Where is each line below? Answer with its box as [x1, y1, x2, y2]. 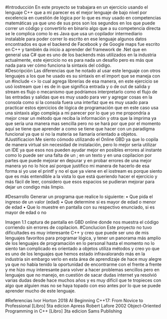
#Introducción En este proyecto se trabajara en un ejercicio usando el [5, 4, 148, 10]
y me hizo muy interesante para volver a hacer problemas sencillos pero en [5, 267, 160, 273]
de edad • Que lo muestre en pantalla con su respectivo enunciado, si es [5, 204, 155, 210]
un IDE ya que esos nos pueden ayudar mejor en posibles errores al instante [5, 147, 162, 153]
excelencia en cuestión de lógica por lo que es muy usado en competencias [5, 15, 161, 20]
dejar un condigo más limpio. [5, 184, 65, 190]
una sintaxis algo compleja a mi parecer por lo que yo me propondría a [5, 110, 151, 116]
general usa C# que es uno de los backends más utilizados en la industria [5, 52, 157, 58]
